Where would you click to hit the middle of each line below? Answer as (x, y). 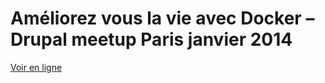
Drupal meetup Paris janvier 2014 (151, 39)
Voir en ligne (36, 67)
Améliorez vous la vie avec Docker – (162, 18)
